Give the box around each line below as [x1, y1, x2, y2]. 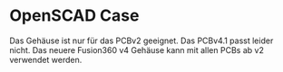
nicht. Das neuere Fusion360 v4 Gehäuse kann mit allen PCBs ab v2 [9, 44, 265, 55]
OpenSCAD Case [9, 5, 140, 26]
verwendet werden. [9, 54, 83, 65]
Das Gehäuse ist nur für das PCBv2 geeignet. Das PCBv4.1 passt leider [9, 35, 274, 46]
